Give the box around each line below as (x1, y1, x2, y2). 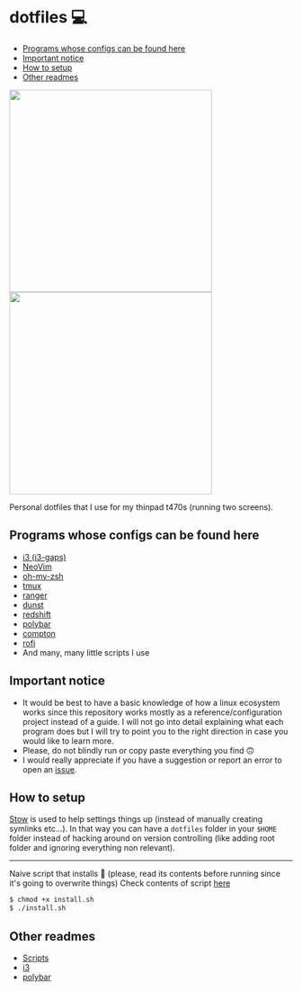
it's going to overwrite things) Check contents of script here (9, 878, 231, 888)
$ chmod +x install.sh (9, 896, 94, 905)
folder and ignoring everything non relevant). (9, 843, 175, 853)
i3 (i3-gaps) (22, 551, 67, 562)
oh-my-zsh (22, 570, 65, 581)
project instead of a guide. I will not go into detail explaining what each (22, 716, 284, 727)
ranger (22, 590, 48, 601)
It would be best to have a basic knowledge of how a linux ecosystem (22, 697, 280, 708)
